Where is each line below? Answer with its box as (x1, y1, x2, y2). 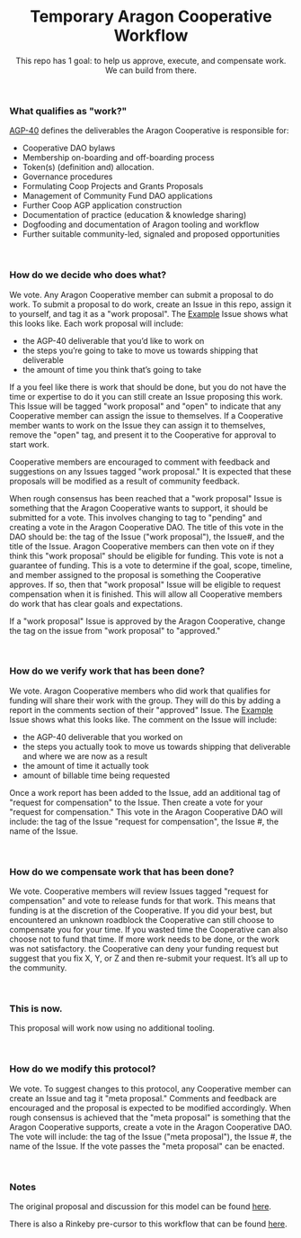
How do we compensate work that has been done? (9, 865, 235, 878)
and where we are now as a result (22, 750, 148, 762)
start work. (9, 438, 49, 449)
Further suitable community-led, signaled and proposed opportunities (22, 229, 280, 239)
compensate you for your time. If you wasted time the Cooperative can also (9, 925, 288, 935)
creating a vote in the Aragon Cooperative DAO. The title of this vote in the (9, 521, 284, 532)
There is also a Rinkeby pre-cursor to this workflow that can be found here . (9, 1218, 288, 1230)
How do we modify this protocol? (9, 1062, 156, 1075)
